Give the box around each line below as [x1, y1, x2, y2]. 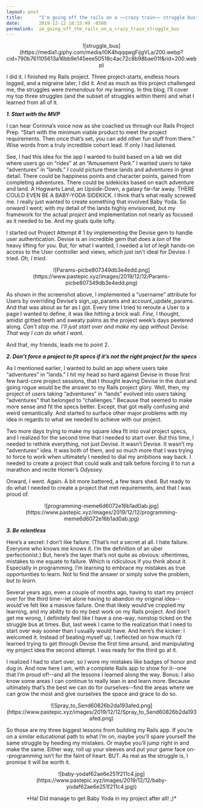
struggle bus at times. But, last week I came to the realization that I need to [6, 621, 192, 628]
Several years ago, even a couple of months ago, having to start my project [6, 589, 193, 596]
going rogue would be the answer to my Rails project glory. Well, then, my [6, 384, 190, 391]
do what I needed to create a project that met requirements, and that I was [6, 484, 192, 492]
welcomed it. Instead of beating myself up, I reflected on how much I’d [6, 633, 182, 641]
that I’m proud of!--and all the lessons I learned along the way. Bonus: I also [6, 671, 195, 678]
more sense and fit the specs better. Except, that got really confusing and [6, 403, 189, 411]
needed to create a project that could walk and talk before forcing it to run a [6, 460, 195, 467]
